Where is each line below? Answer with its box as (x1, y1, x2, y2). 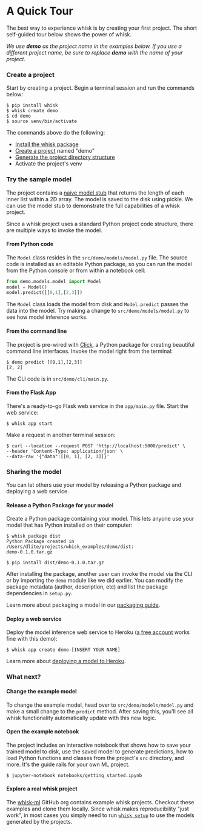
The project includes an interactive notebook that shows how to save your (6, 741, 191, 749)
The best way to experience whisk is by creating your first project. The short (6, 24, 198, 32)
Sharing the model (6, 467, 62, 476)
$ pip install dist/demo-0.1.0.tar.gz (6, 559, 104, 566)
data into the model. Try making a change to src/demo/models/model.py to (6, 307, 190, 315)
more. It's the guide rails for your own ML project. (6, 761, 130, 768)
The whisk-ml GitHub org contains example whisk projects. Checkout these (6, 799, 195, 806)
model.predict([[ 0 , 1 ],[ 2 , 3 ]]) (6, 290, 83, 296)
